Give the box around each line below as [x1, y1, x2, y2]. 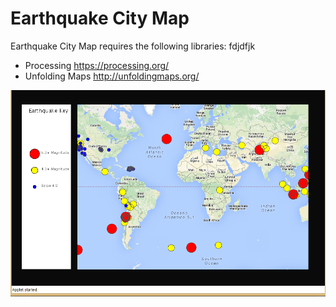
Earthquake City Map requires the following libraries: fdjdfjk [10, 40, 256, 52]
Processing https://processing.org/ [24, 59, 170, 71]
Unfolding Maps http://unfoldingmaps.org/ [24, 70, 200, 82]
